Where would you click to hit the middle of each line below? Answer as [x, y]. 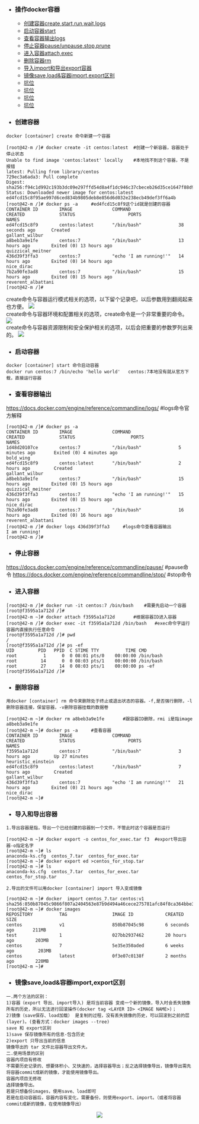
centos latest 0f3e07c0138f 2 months [96, 956]
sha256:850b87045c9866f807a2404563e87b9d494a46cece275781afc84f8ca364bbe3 [100, 904]
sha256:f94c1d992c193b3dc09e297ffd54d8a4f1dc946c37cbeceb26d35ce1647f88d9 [100, 187]
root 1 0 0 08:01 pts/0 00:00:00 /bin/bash [84, 655]
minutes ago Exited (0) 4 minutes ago [62, 453]
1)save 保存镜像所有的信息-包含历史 [45, 1034]
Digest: [16, 182]
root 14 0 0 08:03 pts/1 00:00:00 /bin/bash [84, 661]
